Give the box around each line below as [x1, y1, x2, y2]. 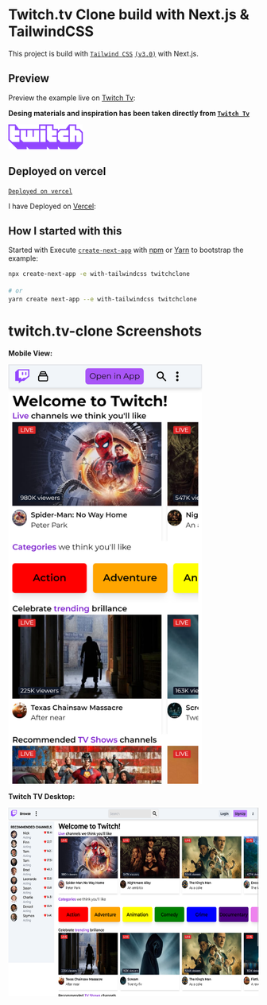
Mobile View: [8, 348, 53, 358]
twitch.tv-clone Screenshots [8, 322, 203, 340]
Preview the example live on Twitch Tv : [8, 93, 136, 103]
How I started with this [8, 224, 122, 238]
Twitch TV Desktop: [8, 791, 75, 801]
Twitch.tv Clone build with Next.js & [8, 6, 250, 24]
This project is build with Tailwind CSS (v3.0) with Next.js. [8, 49, 199, 58]
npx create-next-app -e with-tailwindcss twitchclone [8, 270, 191, 278]
